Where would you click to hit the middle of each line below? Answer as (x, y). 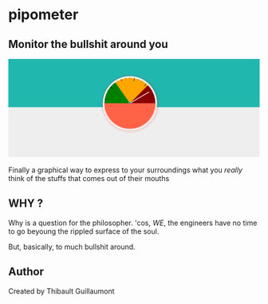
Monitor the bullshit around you (88, 44)
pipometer (43, 15)
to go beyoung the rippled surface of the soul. (84, 231)
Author (26, 272)
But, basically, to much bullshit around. (72, 247)
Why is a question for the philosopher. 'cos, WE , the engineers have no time (133, 223)
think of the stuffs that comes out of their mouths (89, 178)
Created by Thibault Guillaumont (61, 291)
